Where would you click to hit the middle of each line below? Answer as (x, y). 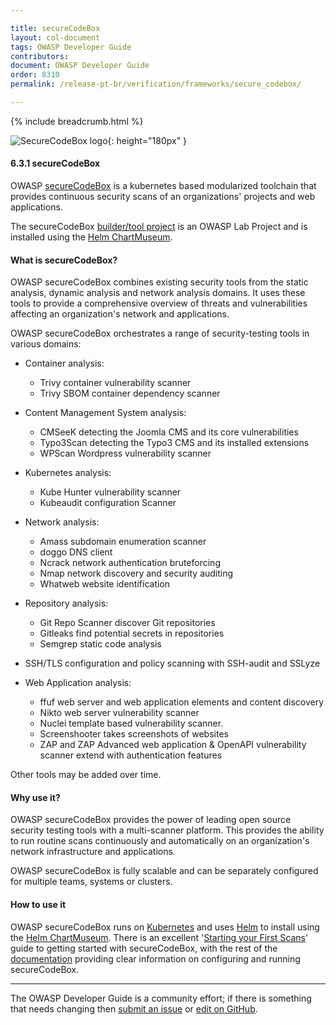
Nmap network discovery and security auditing (136, 573)
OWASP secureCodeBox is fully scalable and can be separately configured (164, 871)
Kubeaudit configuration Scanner (108, 503)
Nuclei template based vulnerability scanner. (131, 723)
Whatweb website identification (105, 584)
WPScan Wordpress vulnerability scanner (125, 453)
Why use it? (35, 797)
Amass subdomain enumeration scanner (123, 542)
